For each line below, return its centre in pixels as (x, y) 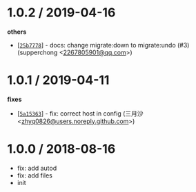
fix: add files (35, 175)
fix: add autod (37, 168)
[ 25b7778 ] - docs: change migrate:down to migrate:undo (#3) (103, 45)
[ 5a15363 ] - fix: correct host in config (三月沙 (80, 113)
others (17, 32)
